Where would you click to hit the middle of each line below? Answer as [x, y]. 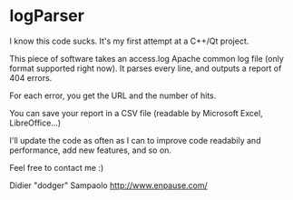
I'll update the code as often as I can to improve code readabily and [135, 140]
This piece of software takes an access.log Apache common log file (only [146, 58]
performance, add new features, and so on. [91, 150]
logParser [47, 16]
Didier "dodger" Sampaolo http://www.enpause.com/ [109, 185]
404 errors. [31, 77]
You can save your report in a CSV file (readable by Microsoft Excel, [136, 113]
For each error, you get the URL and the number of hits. [113, 95]
